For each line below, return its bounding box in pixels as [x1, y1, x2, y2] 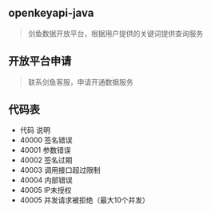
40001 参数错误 [19, 146, 71, 155]
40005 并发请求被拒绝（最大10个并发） [19, 195, 150, 205]
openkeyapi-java [8, 6, 94, 20]
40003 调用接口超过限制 [19, 166, 101, 175]
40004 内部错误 [19, 175, 74, 185]
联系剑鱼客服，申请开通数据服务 [27, 77, 133, 86]
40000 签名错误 [19, 135, 74, 145]
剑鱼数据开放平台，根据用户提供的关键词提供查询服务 [27, 28, 204, 38]
